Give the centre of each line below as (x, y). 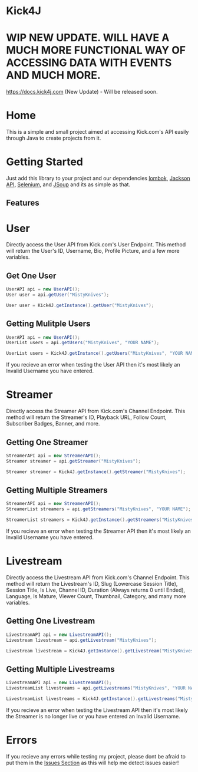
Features (23, 203)
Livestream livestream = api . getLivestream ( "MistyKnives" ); (82, 640)
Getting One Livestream (51, 621)
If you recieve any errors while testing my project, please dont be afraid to (96, 756)
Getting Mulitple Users (48, 324)
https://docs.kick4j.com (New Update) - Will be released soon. (82, 92)
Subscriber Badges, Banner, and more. (53, 424)
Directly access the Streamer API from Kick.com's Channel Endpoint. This (96, 411)
